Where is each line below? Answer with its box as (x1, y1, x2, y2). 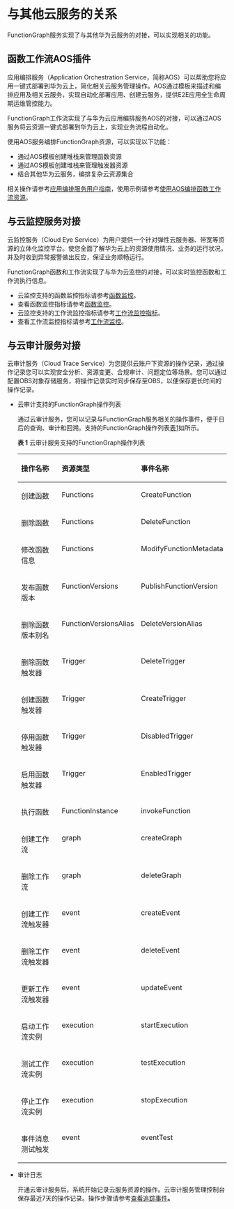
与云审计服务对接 (7, 339, 81, 351)
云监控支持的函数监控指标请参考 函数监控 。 (17, 291, 140, 300)
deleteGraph (141, 870, 182, 880)
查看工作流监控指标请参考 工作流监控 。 (17, 317, 127, 325)
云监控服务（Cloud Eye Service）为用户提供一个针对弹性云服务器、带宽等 (7, 235, 219, 244)
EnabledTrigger (141, 769, 192, 778)
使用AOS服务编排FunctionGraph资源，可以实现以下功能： (7, 137, 173, 146)
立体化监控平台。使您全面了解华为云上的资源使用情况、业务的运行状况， (19, 244, 227, 252)
